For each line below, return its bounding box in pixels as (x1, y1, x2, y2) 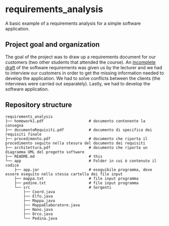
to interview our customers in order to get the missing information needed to (5, 70, 164, 76)
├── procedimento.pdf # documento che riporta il (5, 136, 148, 141)
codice (5, 163, 19, 168)
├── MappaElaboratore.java (23, 202, 80, 208)
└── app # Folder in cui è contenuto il (5, 158, 157, 163)
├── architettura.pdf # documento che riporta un (5, 145, 148, 150)
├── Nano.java (23, 207, 53, 212)
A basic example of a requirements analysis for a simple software (5, 20, 141, 26)
